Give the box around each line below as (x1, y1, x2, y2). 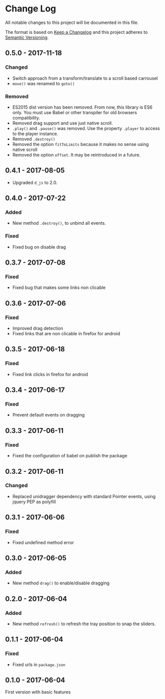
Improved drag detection (12, 325, 64, 331)
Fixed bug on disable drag (12, 244, 66, 250)
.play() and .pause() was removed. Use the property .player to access (12, 125, 160, 131)
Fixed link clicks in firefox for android (12, 371, 88, 377)
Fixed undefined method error (12, 539, 74, 546)
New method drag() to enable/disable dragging (12, 580, 110, 586)
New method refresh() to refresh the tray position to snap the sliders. (12, 621, 156, 627)
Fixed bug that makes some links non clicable (12, 284, 106, 290)
